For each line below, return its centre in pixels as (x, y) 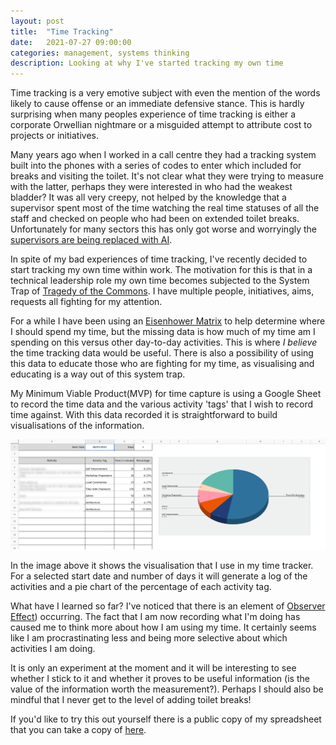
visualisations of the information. (77, 426)
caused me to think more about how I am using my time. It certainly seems (163, 627)
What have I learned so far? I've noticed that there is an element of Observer (168, 606)
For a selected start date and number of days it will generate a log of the (159, 576)
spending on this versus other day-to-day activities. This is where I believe (164, 342)
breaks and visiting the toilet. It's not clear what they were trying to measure (167, 176)
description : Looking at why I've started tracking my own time (147, 63)
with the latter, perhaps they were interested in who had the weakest (151, 187)
